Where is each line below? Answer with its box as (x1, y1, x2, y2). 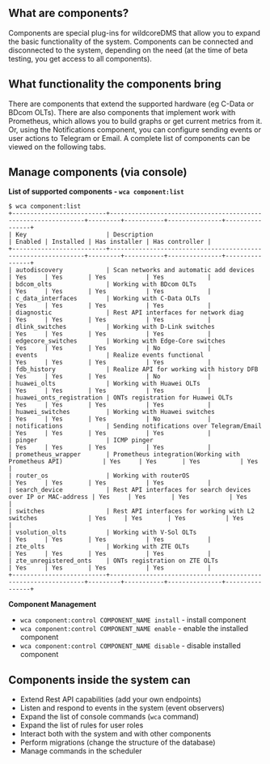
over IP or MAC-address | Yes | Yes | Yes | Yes (8, 493, 248, 502)
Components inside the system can (8, 672, 191, 687)
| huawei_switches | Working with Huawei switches (8, 408, 216, 416)
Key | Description (15, 231, 154, 239)
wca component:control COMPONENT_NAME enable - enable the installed (19, 624, 249, 634)
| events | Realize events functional (8, 352, 205, 360)
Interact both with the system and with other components (19, 729, 212, 739)
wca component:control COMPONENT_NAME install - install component (19, 615, 247, 625)
